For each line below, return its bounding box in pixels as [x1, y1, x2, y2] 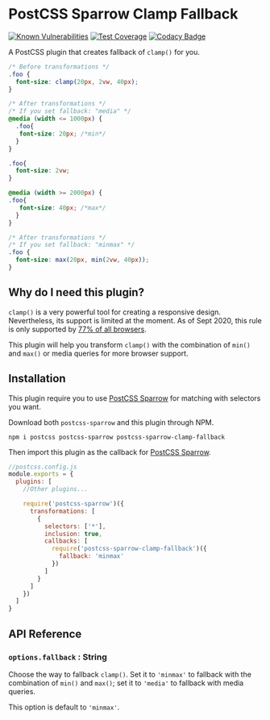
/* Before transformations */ [8, 62, 110, 71]
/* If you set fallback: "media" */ [8, 107, 131, 115]
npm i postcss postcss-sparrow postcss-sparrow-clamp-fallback [8, 433, 226, 441]
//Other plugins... [23, 485, 89, 493]
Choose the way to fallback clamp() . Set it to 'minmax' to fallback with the [8, 669, 252, 679]
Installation [8, 372, 66, 385]
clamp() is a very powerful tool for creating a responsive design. [8, 307, 222, 317]
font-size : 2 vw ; [15, 167, 70, 175]
